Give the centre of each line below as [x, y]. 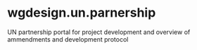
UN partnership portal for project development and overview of [99, 32]
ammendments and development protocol [68, 39]
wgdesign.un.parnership [82, 13]
